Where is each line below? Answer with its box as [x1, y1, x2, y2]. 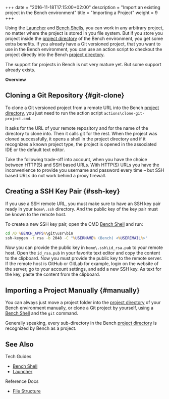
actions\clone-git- [103, 111, 145, 116]
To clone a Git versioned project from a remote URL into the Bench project [5, 105, 159, 111]
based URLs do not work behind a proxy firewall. [5, 172, 106, 178]
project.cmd [5, 116, 30, 121]
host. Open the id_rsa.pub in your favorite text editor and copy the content [5, 250, 160, 256]
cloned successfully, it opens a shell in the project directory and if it [5, 136, 146, 142]
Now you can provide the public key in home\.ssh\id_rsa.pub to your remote [5, 244, 163, 251]
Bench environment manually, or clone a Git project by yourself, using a [5, 305, 154, 311]
